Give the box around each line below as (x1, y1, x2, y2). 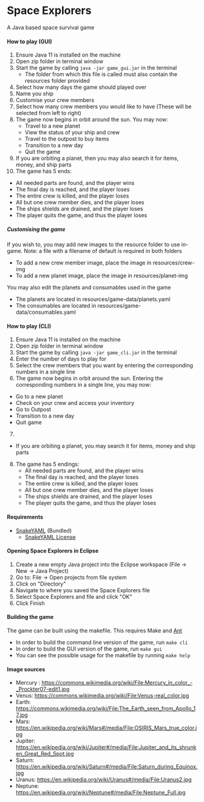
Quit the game (24, 148, 61, 156)
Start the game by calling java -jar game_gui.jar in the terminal (15, 64, 177, 72)
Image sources (7, 665, 46, 672)
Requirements (7, 513, 44, 520)
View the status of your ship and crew (24, 129, 120, 136)
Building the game (7, 614, 54, 621)
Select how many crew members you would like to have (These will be (15, 103, 192, 110)
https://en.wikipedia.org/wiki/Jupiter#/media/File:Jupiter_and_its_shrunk (15, 744, 197, 751)
